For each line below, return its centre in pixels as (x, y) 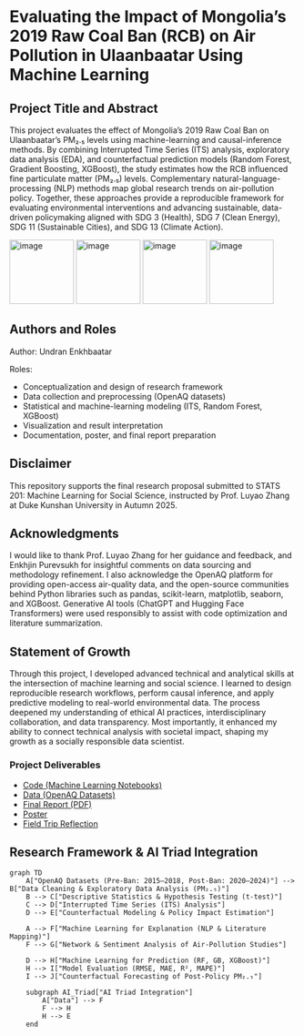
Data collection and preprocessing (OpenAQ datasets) (124, 396)
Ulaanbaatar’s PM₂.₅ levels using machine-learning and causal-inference (146, 140)
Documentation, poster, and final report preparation (119, 435)
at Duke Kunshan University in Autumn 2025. (93, 505)
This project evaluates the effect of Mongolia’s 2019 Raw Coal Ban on (140, 130)
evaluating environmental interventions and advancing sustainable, (135, 208)
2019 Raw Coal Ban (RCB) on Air (133, 36)
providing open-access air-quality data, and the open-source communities (149, 584)
